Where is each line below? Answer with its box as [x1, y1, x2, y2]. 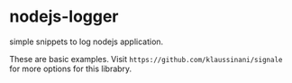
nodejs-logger [9, 6, 119, 27]
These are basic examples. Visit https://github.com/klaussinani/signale [9, 53, 283, 64]
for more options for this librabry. [9, 63, 132, 74]
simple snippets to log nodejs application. [9, 36, 164, 47]
